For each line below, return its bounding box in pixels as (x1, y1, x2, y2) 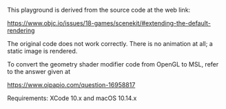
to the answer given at (7, 68, 71, 75)
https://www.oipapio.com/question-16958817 (7, 81, 136, 88)
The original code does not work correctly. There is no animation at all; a (7, 40, 214, 47)
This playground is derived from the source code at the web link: (7, 6, 191, 14)
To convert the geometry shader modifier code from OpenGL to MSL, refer (7, 60, 219, 68)
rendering (7, 27, 35, 34)
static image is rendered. (7, 47, 78, 55)
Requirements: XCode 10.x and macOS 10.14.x (7, 94, 137, 102)
